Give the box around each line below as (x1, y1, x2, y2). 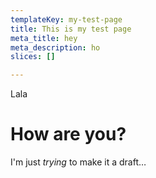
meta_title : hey (10, 33, 78, 43)
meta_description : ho (10, 42, 101, 53)
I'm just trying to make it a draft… (10, 156, 147, 168)
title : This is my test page (10, 24, 132, 34)
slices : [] (10, 52, 56, 62)
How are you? (10, 123, 127, 146)
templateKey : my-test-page (10, 14, 123, 25)
